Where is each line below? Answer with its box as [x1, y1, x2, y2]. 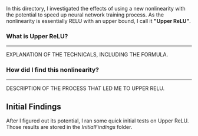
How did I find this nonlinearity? [6, 66, 99, 74]
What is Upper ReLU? [6, 32, 68, 40]
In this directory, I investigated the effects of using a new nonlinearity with [6, 5, 186, 12]
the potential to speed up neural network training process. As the [6, 11, 164, 18]
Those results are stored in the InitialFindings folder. [6, 124, 133, 131]
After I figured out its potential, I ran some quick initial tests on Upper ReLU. [6, 117, 189, 124]
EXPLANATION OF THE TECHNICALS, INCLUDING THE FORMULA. [6, 51, 169, 58]
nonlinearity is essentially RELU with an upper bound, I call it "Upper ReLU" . [6, 18, 192, 24]
